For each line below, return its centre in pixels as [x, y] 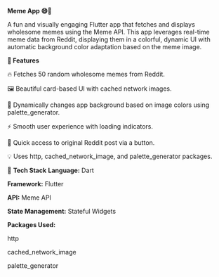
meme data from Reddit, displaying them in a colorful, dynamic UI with [109, 39]
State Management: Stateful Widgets [62, 211]
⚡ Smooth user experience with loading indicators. [80, 126]
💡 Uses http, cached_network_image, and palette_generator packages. [110, 156]
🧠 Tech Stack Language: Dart [51, 170]
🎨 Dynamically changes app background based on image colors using [108, 105]
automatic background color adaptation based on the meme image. [105, 47]
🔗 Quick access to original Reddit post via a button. [81, 143]
